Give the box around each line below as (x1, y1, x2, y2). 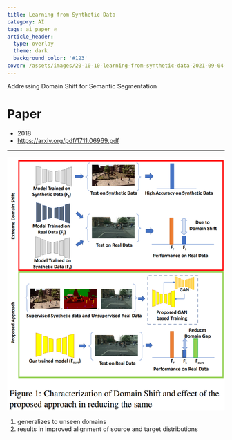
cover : (7, 62, 26, 69)
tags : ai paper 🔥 (7, 26, 58, 32)
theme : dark (13, 48, 48, 55)
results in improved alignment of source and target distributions (17, 425, 198, 433)
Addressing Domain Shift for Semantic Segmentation (7, 82, 157, 90)
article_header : (7, 33, 54, 40)
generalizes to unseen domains (17, 418, 107, 426)
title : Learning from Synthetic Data (7, 11, 116, 18)
